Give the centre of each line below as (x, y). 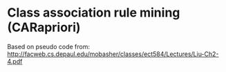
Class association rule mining (94, 13)
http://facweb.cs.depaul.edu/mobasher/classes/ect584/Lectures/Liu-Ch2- (113, 54)
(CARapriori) (44, 27)
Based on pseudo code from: (48, 46)
